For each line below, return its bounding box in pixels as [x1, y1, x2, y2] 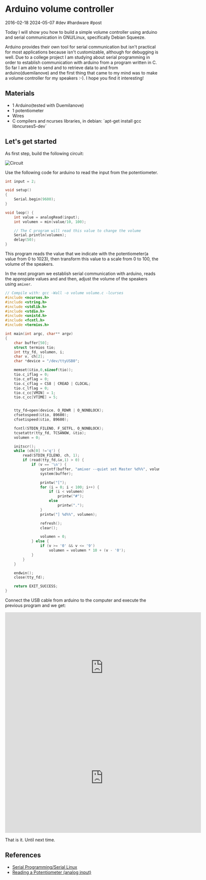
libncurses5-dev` [12, 123, 47, 129]
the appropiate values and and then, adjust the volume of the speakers [5, 276, 148, 282]
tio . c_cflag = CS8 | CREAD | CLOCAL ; [14, 381, 91, 386]
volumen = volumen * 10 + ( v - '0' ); [48, 548, 126, 553]
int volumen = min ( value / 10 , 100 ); [14, 219, 87, 224]
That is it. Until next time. [5, 837, 55, 843]
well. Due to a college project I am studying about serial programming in [5, 54, 150, 60]
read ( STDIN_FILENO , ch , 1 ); [23, 453, 80, 458]
